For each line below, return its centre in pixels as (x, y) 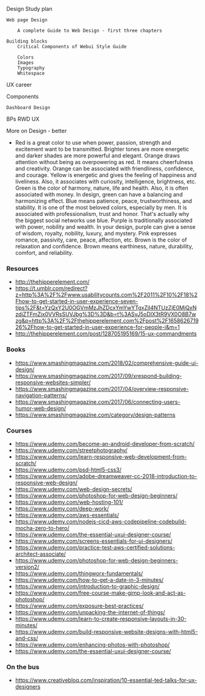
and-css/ (27, 638)
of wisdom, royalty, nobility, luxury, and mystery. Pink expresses (96, 233)
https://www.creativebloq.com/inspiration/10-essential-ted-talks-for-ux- (106, 680)
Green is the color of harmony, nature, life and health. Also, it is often (102, 188)
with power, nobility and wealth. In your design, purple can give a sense (105, 227)
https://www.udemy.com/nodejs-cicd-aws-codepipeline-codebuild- (101, 522)
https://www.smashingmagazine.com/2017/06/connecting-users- (98, 401)
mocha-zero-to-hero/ (42, 528)
